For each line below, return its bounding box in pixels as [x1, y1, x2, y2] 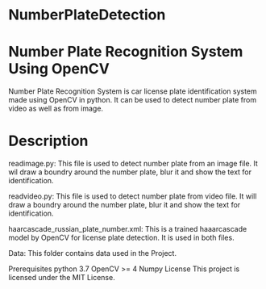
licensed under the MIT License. [8, 273, 115, 283]
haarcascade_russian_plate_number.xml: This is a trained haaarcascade [8, 224, 247, 234]
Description [8, 132, 89, 150]
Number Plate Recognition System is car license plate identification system [8, 86, 258, 96]
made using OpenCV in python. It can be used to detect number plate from [8, 95, 256, 105]
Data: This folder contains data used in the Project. [8, 249, 177, 258]
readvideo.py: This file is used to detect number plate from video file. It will [8, 191, 257, 201]
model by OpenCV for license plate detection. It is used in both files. [8, 232, 235, 243]
